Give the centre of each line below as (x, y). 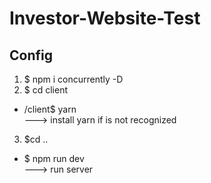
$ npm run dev (54, 158)
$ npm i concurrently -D (73, 79)
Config (31, 55)
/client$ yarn (50, 109)
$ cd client (46, 90)
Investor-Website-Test (105, 18)
